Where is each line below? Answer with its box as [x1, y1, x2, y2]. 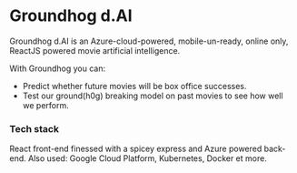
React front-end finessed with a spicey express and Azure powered [9, 143, 262, 155]
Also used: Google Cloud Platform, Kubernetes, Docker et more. [27, 153, 268, 164]
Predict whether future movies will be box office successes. [22, 80, 247, 91]
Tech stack [9, 122, 59, 135]
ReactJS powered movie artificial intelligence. [9, 45, 181, 56]
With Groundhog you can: [9, 63, 106, 74]
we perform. [22, 99, 70, 110]
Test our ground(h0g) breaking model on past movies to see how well [22, 90, 283, 101]
